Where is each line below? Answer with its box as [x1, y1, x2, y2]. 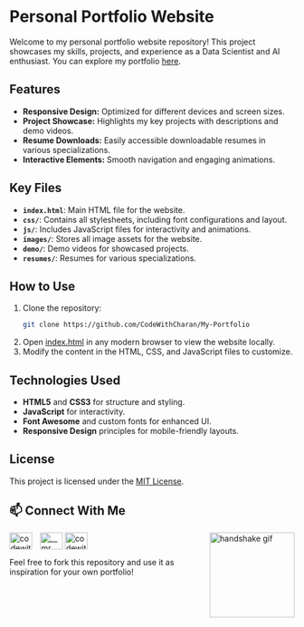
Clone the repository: [22, 303, 102, 313]
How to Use [9, 278, 76, 294]
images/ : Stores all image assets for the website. [22, 233, 203, 244]
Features [9, 82, 61, 97]
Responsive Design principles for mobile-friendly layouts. [22, 426, 240, 437]
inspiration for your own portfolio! [9, 566, 134, 577]
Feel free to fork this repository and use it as [9, 556, 175, 567]
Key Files [9, 180, 62, 196]
